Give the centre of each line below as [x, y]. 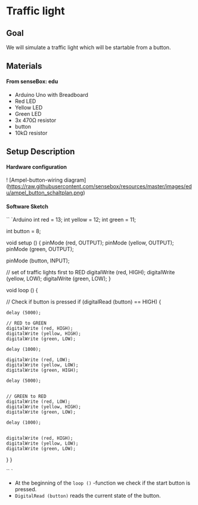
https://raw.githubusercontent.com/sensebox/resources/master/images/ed [100, 186]
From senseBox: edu [32, 81]
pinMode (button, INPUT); [38, 261]
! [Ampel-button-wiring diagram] [46, 180]
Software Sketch [27, 206]
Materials [24, 66]
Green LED [28, 114]
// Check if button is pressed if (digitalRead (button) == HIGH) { [84, 302]
